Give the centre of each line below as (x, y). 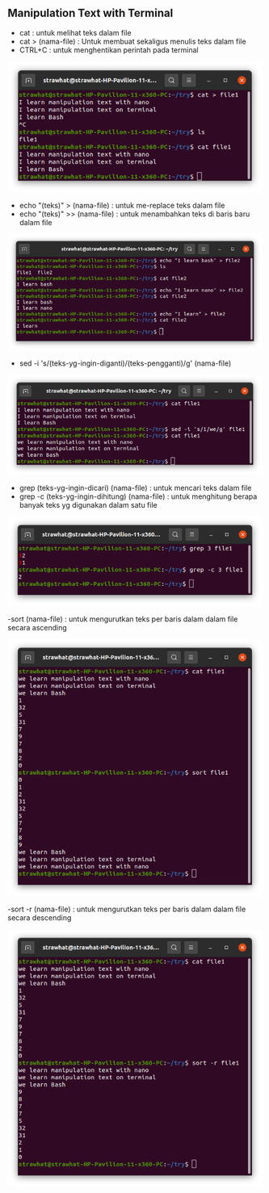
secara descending (40, 918)
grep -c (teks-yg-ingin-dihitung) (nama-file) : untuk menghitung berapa (138, 496)
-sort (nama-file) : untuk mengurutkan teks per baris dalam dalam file (123, 619)
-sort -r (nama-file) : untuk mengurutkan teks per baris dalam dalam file (127, 909)
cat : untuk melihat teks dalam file (75, 32)
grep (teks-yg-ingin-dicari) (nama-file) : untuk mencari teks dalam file (135, 488)
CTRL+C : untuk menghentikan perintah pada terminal (109, 50)
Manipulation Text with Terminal (90, 13)
